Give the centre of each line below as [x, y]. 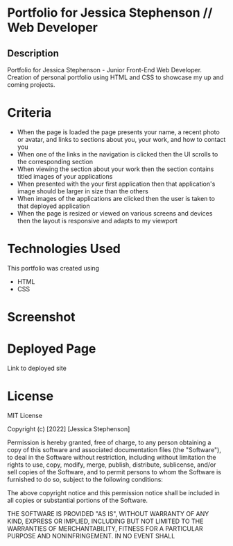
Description [33, 53]
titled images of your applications [65, 176]
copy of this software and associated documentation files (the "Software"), [114, 449]
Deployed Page [52, 349]
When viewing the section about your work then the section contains [115, 169]
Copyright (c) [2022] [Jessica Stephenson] [69, 428]
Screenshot [41, 317]
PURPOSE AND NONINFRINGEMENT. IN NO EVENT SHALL [91, 536]
